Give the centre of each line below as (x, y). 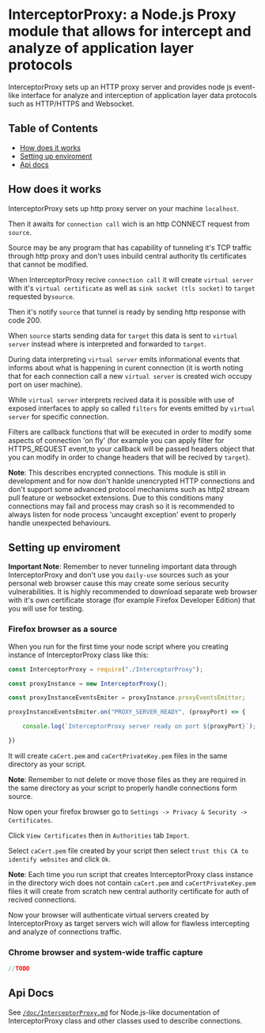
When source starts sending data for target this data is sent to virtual (123, 335)
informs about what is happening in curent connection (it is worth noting (126, 367)
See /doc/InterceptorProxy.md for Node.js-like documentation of (114, 1012)
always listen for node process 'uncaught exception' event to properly (122, 514)
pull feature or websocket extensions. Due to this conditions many (116, 498)
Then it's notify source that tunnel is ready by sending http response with (127, 312)
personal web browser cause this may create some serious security (119, 584)
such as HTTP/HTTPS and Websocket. (71, 104)
